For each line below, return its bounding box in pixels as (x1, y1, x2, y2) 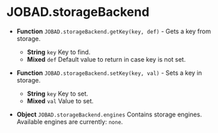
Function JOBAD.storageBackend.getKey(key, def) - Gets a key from (16, 27, 211, 35)
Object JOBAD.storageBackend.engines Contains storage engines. (16, 110, 202, 118)
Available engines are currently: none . (16, 117, 123, 125)
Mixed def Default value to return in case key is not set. (26, 55, 186, 63)
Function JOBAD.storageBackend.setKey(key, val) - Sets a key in (16, 69, 203, 77)
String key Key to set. (26, 89, 88, 98)
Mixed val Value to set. (26, 96, 94, 105)
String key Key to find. (26, 48, 91, 56)
